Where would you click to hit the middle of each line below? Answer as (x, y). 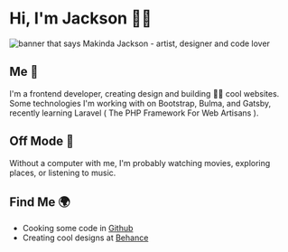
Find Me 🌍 (40, 202)
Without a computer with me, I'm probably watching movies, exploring (140, 163)
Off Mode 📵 (42, 141)
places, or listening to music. (63, 173)
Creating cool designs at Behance (85, 238)
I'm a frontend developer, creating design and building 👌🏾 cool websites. (144, 93)
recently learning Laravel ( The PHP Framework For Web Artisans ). (134, 113)
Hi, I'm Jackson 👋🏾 (81, 19)
